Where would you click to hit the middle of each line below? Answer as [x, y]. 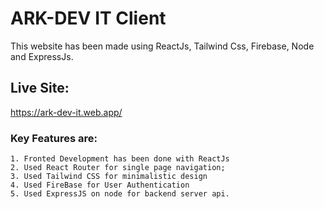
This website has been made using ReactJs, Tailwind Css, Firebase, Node [162, 46]
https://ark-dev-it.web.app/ [66, 112]
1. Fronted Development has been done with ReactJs [120, 159]
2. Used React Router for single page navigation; [118, 168]
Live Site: [40, 88]
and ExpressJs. [42, 56]
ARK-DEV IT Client [88, 18]
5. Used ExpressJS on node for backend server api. [120, 194]
